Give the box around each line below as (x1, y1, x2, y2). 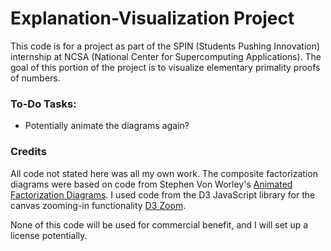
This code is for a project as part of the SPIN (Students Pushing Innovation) (10, 40, 321, 52)
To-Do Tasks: (10, 97, 77, 111)
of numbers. (10, 72, 61, 84)
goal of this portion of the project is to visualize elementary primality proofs (10, 61, 321, 73)
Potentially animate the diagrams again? (24, 120, 190, 132)
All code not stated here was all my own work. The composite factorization (10, 167, 318, 179)
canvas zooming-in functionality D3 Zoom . (10, 199, 187, 211)
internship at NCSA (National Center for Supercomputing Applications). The (10, 50, 322, 62)
